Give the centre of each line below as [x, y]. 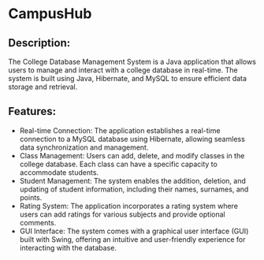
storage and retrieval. [43, 87]
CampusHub [50, 14]
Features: [32, 111]
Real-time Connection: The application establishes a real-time [120, 130]
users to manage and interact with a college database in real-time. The [123, 70]
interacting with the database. [68, 247]
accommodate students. [59, 172]
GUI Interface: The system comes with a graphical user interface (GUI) [134, 231]
